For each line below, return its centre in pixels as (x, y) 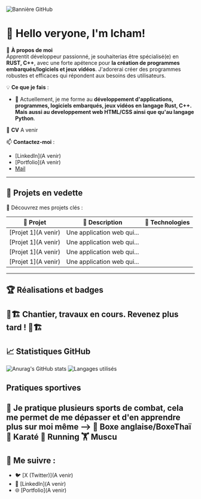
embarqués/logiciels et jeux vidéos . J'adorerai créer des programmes (94, 69)
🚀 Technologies (167, 222)
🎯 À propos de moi (29, 50)
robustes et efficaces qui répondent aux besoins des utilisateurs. (86, 76)
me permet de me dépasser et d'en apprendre (93, 418)
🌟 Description (103, 222)
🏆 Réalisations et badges (55, 290)
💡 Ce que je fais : (28, 87)
